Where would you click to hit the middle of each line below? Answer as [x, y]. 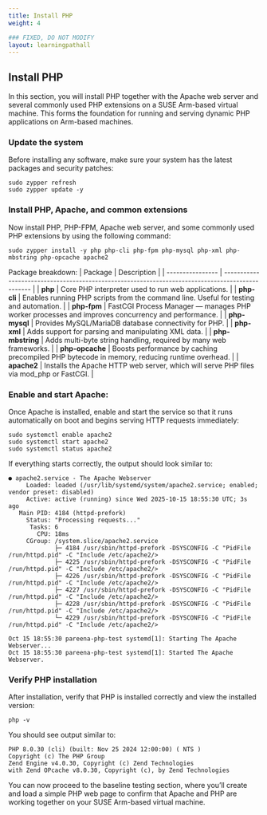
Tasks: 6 [44, 527]
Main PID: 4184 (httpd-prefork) [73, 513]
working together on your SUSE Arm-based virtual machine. [107, 802]
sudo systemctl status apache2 [60, 449]
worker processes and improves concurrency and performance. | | [118, 314]
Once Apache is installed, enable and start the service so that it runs [120, 411]
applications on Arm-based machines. [71, 122]
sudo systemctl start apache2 [59, 442]
